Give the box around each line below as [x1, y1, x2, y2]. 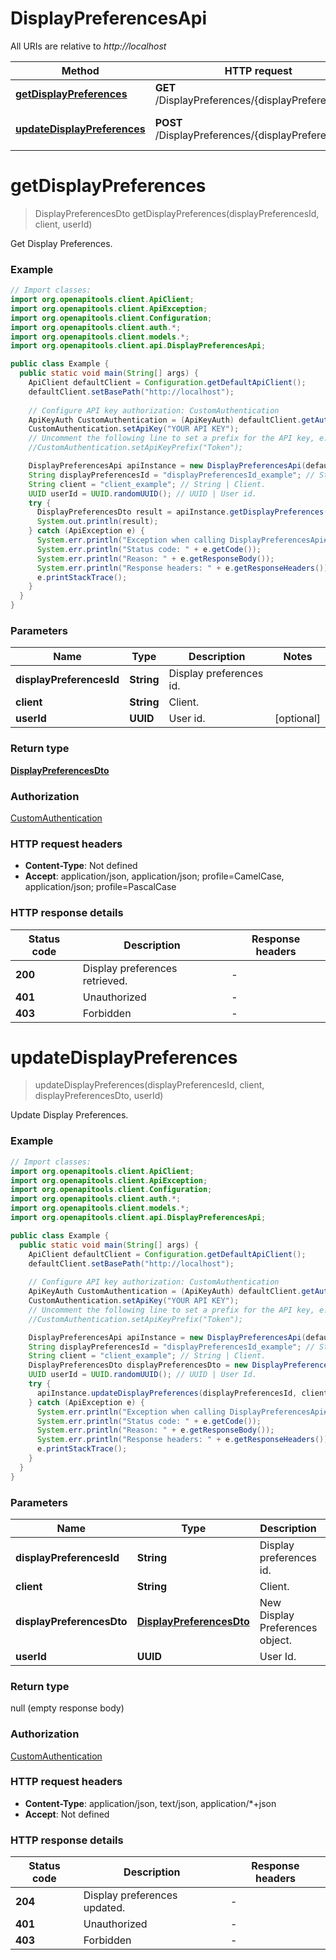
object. [259, 1633, 293, 1647]
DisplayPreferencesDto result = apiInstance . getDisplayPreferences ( [36, 507, 329, 517]
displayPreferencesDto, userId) [34, 1090, 164, 1102]
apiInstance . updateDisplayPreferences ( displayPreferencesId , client [36, 1388, 329, 1398]
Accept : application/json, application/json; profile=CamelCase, [24, 870, 285, 882]
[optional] [274, 712, 321, 726]
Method [61, 63, 100, 77]
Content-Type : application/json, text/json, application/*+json [24, 1797, 277, 1809]
